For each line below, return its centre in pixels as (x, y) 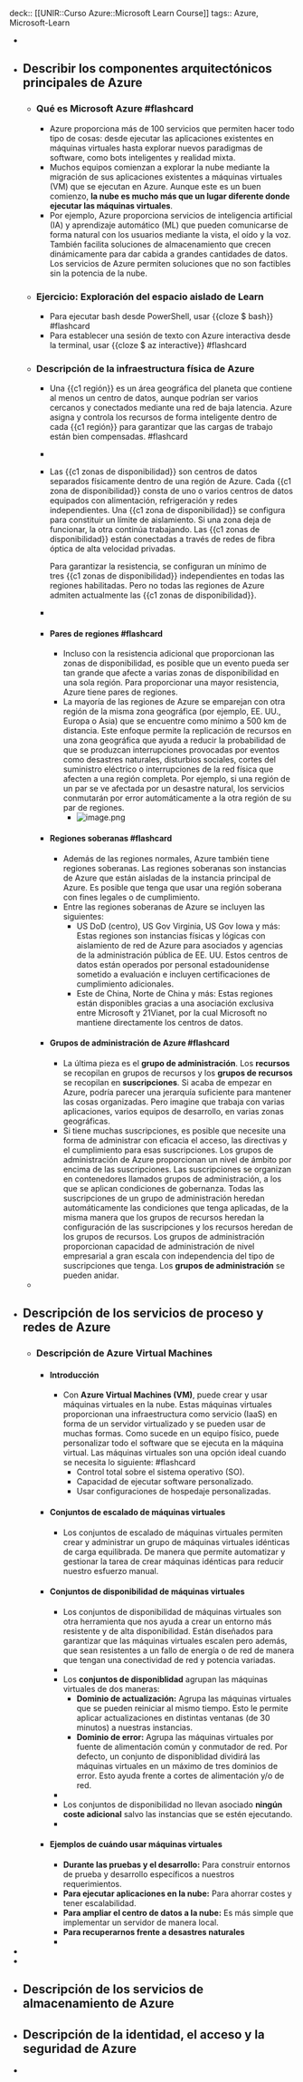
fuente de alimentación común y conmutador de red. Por (182, 1746)
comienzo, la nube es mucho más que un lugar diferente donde (170, 196)
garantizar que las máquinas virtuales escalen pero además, (175, 1640)
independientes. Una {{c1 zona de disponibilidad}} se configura (167, 511)
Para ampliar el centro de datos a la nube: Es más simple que (178, 1913)
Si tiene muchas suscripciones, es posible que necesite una (175, 1130)
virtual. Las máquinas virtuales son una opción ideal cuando (175, 1453)
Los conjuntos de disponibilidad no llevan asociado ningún (173, 1805)
